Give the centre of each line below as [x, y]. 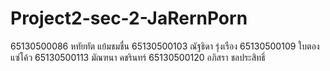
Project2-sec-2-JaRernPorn [129, 18]
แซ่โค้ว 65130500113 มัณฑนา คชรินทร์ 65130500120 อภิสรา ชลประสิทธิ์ [138, 57]
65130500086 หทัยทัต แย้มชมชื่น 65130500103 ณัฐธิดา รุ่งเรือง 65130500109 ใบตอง [165, 46]
